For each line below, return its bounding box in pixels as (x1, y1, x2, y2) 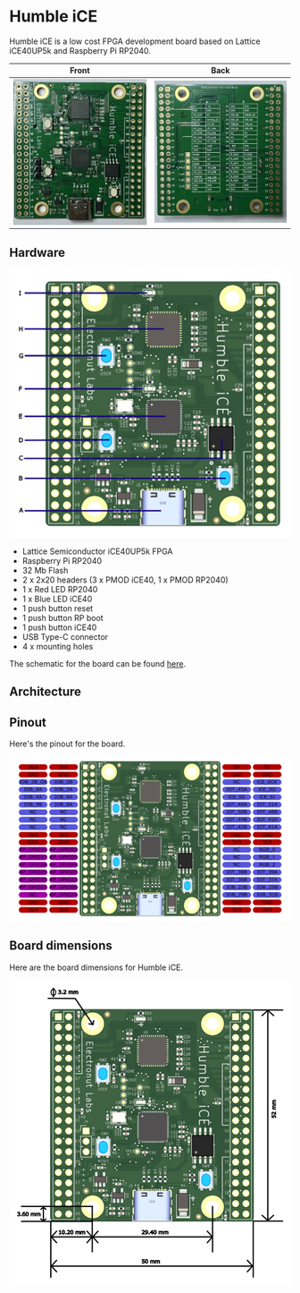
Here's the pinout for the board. (9, 738, 126, 749)
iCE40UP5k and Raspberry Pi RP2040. (9, 45, 152, 55)
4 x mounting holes (21, 641, 94, 651)
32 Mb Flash (21, 565, 69, 575)
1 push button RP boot (21, 612, 104, 623)
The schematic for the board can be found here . (9, 658, 186, 668)
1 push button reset (21, 602, 94, 614)
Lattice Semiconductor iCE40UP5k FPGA (21, 546, 173, 557)
